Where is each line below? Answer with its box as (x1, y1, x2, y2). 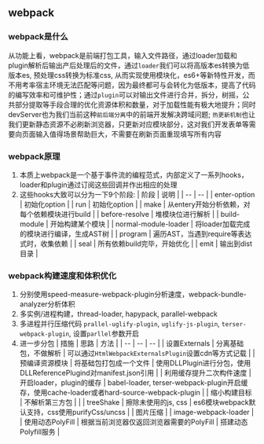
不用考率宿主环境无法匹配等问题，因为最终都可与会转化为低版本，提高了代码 (8, 80, 256, 90)
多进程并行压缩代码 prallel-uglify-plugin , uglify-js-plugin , (19, 319, 220, 328)
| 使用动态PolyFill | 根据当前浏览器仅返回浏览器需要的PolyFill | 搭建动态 (19, 417, 248, 427)
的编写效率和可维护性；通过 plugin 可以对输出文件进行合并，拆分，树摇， (8, 90, 243, 99)
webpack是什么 (8, 31, 68, 42)
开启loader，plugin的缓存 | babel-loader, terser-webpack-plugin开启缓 (19, 378, 248, 387)
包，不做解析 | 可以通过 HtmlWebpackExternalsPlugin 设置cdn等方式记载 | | (19, 349, 255, 358)
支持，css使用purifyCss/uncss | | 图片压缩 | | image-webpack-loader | (26, 408, 254, 417)
